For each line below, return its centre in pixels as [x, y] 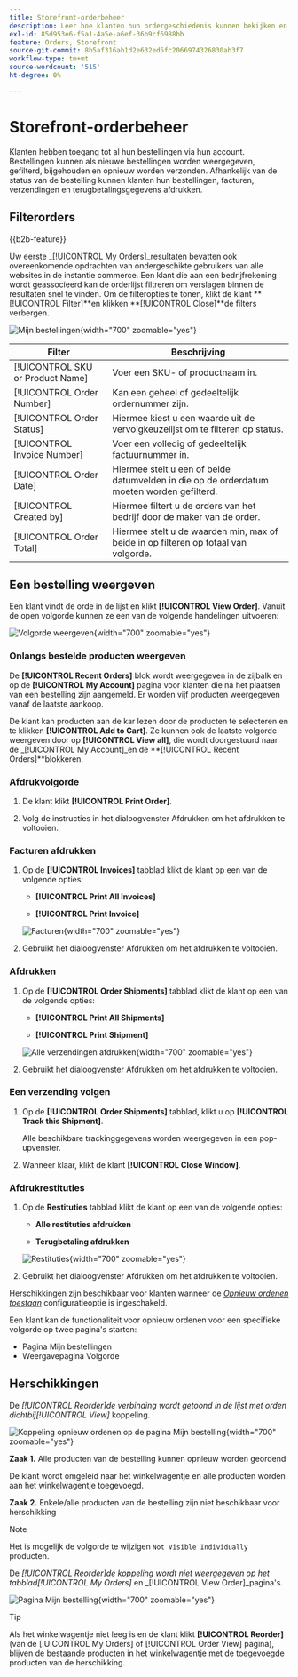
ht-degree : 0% [35, 76]
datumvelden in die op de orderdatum [190, 480]
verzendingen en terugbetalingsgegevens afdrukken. [106, 189]
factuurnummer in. [151, 454]
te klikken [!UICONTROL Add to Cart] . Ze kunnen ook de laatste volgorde [143, 731]
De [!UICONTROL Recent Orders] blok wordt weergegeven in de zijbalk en [146, 675]
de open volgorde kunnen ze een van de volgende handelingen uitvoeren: [144, 616]
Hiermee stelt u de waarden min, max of [196, 531]
